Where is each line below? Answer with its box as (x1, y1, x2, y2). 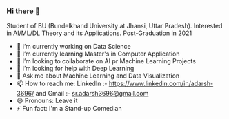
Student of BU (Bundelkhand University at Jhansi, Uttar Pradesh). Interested (6, 22, 223, 30)
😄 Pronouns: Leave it (16, 96, 78, 105)
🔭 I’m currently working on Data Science (16, 43, 132, 51)
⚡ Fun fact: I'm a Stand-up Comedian (16, 105, 122, 113)
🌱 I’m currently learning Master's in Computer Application (16, 50, 180, 58)
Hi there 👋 (6, 6, 41, 16)
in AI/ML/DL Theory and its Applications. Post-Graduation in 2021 (6, 29, 192, 37)
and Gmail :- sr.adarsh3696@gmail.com (35, 89, 149, 98)
